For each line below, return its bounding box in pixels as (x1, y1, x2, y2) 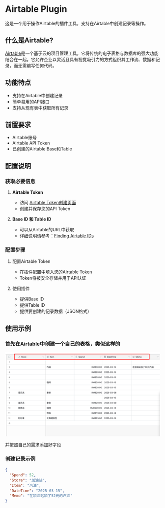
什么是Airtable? (5, 36, 54, 45)
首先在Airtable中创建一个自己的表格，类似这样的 (5, 340, 120, 347)
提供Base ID (19, 296, 44, 302)
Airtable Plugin (5, 3, 67, 15)
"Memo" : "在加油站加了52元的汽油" (9, 493, 73, 499)
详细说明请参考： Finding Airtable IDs (19, 233, 94, 239)
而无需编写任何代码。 (13, 63, 57, 69)
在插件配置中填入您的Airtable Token (19, 269, 92, 275)
